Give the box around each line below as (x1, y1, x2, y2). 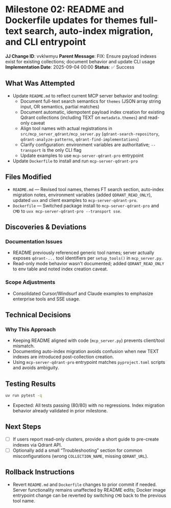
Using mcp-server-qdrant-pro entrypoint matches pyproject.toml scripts (12, 359, 165, 365)
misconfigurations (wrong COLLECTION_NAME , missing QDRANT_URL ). (12, 453, 149, 459)
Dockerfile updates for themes (5, 14, 138, 26)
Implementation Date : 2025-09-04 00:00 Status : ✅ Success (5, 64, 134, 70)
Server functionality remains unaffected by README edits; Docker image (12, 487, 166, 493)
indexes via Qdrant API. (12, 442, 62, 448)
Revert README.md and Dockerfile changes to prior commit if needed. (12, 481, 157, 488)
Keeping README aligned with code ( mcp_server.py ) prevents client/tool (12, 337, 165, 343)
